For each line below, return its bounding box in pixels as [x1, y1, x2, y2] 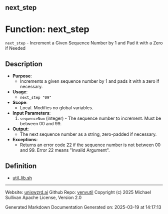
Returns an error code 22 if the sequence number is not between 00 [19, 142, 161, 148]
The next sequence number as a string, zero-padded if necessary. [19, 131, 157, 137]
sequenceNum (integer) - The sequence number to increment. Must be [19, 115, 161, 121]
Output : [12, 126, 29, 132]
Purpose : [12, 73, 32, 79]
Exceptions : [12, 137, 38, 143]
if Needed [5, 45, 26, 51]
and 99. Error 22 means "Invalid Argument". [19, 147, 110, 153]
